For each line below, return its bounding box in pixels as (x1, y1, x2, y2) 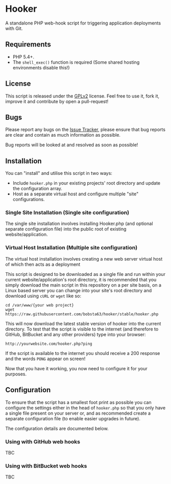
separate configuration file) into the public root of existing (5, 226, 127, 232)
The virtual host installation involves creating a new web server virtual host (5, 256, 163, 262)
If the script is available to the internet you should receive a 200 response (5, 350, 160, 356)
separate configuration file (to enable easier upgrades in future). (5, 415, 140, 421)
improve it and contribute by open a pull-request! (5, 98, 109, 105)
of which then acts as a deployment (5, 261, 81, 267)
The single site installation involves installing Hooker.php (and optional (5, 220, 153, 227)
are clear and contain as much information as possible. (5, 132, 121, 138)
